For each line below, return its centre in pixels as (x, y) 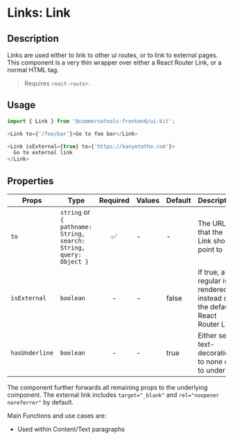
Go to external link (43, 153)
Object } (74, 262)
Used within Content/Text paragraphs (71, 429)
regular (209, 281)
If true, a (211, 272)
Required (114, 201)
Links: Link (39, 13)
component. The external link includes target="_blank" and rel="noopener (113, 395)
